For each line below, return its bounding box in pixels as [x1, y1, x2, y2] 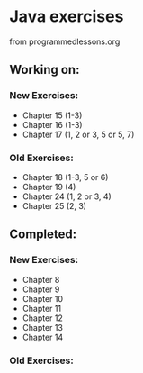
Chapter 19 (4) [22, 181, 76, 192]
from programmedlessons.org [9, 36, 121, 47]
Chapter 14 [22, 332, 64, 342]
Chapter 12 [22, 313, 63, 323]
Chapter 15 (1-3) [22, 110, 83, 121]
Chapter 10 [22, 293, 64, 304]
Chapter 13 [22, 322, 63, 332]
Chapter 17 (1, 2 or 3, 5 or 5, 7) [22, 129, 135, 140]
